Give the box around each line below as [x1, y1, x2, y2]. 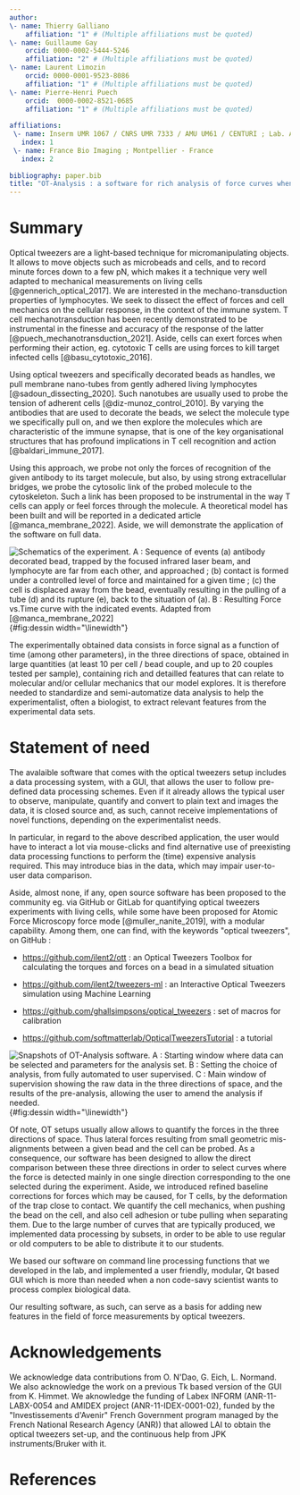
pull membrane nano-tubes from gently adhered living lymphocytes [9, 379, 258, 390]
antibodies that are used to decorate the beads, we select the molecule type [9, 408, 290, 418]
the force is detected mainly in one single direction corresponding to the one [9, 1172, 291, 1182]
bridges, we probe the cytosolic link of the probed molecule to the [9, 482, 253, 493]
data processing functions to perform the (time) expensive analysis [9, 851, 256, 861]
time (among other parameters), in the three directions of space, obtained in [9, 649, 289, 660]
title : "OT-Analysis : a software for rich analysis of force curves [9, 180, 274, 189]
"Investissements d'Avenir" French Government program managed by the [9, 1409, 279, 1420]
